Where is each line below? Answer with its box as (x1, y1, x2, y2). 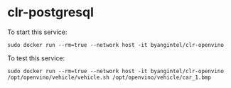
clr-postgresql (7, 4, 95, 21)
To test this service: (7, 54, 65, 62)
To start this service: (7, 28, 68, 36)
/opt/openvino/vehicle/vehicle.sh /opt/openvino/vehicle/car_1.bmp (7, 74, 212, 81)
